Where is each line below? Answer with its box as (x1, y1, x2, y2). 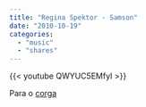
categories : (9, 29, 54, 38)
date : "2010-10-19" (9, 21, 82, 30)
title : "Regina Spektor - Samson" (9, 12, 139, 22)
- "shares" (17, 46, 58, 55)
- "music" (17, 37, 54, 47)
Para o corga (9, 88, 57, 99)
